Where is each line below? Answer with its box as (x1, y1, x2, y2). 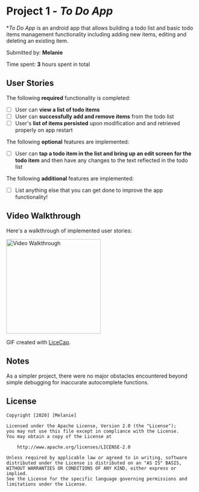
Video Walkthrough (6, 211, 81, 221)
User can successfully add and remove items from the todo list (14, 113, 174, 120)
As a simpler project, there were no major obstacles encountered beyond (6, 372, 188, 379)
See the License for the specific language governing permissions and (6, 476, 188, 482)
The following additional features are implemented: (6, 175, 134, 182)
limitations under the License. (6, 481, 87, 487)
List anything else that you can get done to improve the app (14, 186, 163, 194)
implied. (6, 470, 28, 476)
